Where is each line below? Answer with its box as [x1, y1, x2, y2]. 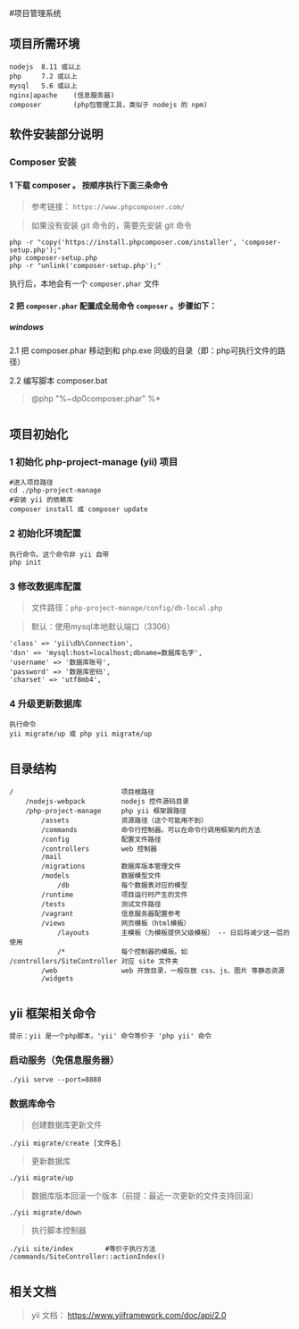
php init [9, 558, 42, 567]
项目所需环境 [9, 37, 80, 52]
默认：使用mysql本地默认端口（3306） [30, 620, 175, 632]
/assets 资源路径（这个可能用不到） [41, 816, 208, 825]
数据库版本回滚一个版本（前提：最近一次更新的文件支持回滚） [30, 1190, 259, 1201]
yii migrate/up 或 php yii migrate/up [9, 729, 153, 739]
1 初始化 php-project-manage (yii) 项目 [9, 456, 179, 467]
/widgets [41, 973, 74, 983]
